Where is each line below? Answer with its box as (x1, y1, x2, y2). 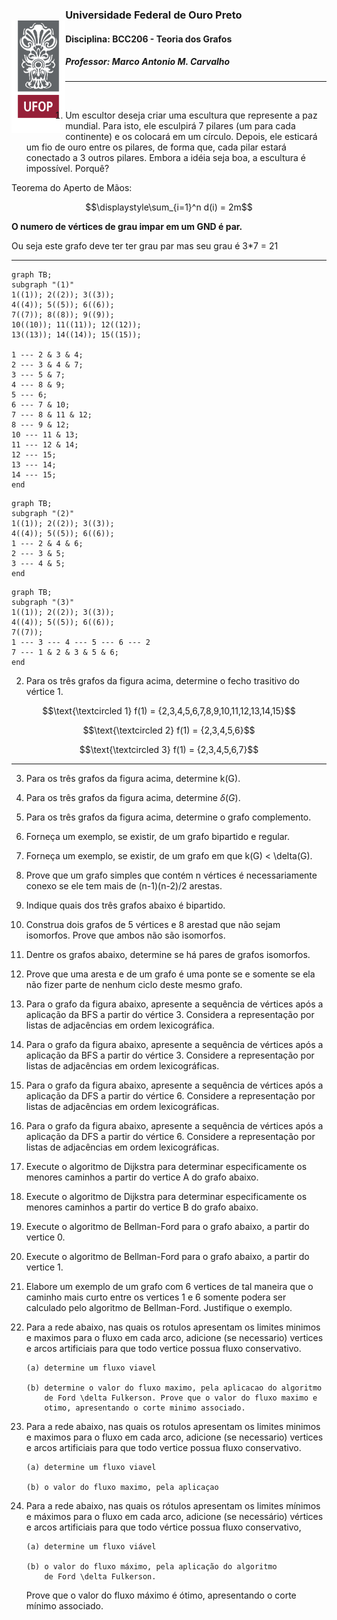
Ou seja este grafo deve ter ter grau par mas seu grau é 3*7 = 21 (11, 240, 279, 252)
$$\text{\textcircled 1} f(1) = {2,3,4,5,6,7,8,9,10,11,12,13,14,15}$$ (42, 705, 296, 717)
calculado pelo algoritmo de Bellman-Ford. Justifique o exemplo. (25, 1302, 293, 1314)
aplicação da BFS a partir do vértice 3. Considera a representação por (25, 1009, 315, 1021)
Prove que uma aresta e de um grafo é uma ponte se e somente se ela (25, 968, 316, 980)
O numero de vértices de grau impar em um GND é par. (11, 221, 243, 233)
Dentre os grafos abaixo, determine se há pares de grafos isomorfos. (25, 949, 311, 961)
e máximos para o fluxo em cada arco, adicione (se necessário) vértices (25, 1511, 324, 1523)
